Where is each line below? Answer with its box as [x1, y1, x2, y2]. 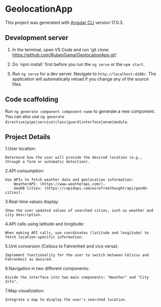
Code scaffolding [5, 95, 58, 103]
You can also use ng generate [5, 113, 65, 119]
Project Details [5, 133, 51, 141]
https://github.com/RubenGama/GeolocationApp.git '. [12, 52, 118, 58]
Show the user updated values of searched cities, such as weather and [5, 208, 153, 213]
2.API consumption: [5, 168, 45, 174]
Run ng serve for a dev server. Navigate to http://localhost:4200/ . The [12, 71, 157, 77]
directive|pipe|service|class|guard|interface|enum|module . [5, 119, 128, 124]
